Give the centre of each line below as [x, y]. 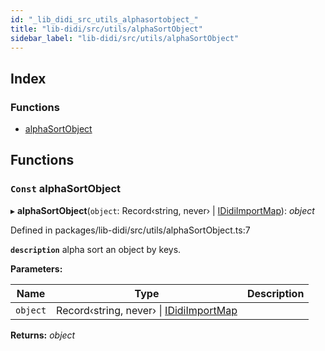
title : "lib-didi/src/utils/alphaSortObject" [106, 29]
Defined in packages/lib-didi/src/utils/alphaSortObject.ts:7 [130, 230]
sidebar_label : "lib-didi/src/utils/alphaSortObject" [125, 38]
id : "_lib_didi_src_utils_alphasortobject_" [104, 19]
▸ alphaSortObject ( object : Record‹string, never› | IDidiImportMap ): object [162, 210]
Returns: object [43, 335]
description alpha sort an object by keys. [96, 249]
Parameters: [36, 268]
